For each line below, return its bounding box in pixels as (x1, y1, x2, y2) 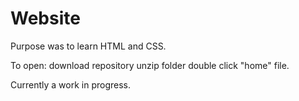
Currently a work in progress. (10, 78, 132, 91)
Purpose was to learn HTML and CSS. (10, 40, 167, 52)
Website (10, 7, 81, 30)
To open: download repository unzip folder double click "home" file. (10, 59, 290, 71)
